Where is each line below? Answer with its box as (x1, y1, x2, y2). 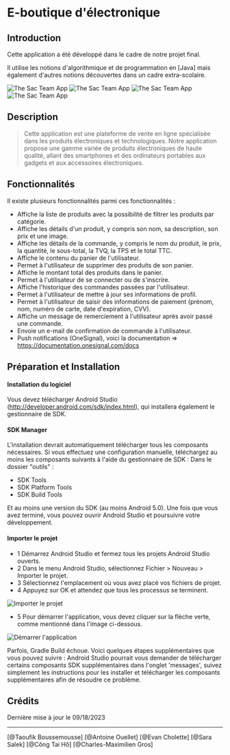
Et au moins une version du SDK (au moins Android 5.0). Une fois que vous (7, 504, 218, 512)
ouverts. (16, 557, 41, 565)
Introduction (7, 32, 62, 44)
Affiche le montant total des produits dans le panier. (16, 268, 163, 276)
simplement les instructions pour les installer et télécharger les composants (7, 668, 220, 676)
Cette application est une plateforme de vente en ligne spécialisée (23, 129, 211, 138)
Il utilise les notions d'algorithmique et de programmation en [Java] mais (7, 64, 211, 71)
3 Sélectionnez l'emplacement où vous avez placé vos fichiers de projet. (16, 578, 222, 587)
